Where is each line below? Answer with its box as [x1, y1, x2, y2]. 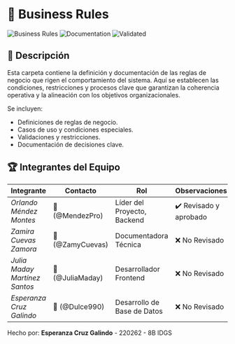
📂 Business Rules [7, 6, 110, 22]
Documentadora [115, 231, 169, 240]
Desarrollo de [115, 297, 159, 307]
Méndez [10, 206, 38, 216]
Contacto [64, 186, 97, 195]
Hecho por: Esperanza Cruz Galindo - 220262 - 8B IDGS [7, 329, 173, 337]
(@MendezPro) [52, 210, 104, 220]
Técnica [115, 240, 142, 249]
